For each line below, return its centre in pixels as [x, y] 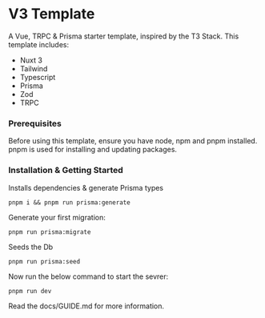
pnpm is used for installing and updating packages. [93, 150]
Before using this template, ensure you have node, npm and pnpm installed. [133, 141]
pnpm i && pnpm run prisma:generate [69, 202]
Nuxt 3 [31, 60]
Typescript [38, 77]
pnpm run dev [30, 291]
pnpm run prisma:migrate [50, 232]
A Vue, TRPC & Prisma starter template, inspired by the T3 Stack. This [124, 36]
